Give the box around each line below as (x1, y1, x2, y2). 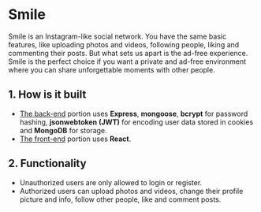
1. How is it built (8, 88, 87, 102)
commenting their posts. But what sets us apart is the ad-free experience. (8, 48, 248, 58)
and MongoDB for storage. (19, 125, 108, 135)
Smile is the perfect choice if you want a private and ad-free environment (8, 57, 247, 66)
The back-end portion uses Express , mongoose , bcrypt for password (19, 109, 248, 118)
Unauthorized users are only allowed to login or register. (19, 177, 203, 187)
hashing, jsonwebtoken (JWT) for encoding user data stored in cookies (19, 117, 254, 127)
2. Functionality (8, 157, 87, 170)
